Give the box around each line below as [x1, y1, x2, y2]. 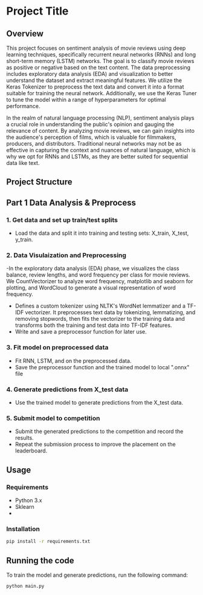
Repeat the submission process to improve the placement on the [14, 441, 176, 448]
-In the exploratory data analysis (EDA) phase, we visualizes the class [6, 265, 179, 272]
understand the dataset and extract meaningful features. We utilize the [6, 77, 182, 84]
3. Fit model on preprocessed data [6, 343, 109, 352]
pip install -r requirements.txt [6, 539, 91, 545]
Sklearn [14, 503, 34, 510]
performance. [6, 103, 40, 110]
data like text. [6, 160, 40, 166]
